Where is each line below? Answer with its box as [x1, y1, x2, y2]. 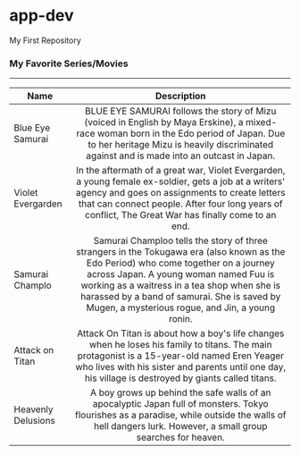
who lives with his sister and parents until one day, [75, 361, 287, 374]
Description [154, 90, 207, 103]
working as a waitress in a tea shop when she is [80, 279, 281, 291]
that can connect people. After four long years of [79, 198, 283, 210]
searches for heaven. [136, 431, 225, 443]
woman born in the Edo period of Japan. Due [96, 127, 286, 139]
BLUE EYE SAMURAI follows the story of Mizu [84, 105, 277, 117]
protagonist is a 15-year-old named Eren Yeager [77, 350, 284, 362]
